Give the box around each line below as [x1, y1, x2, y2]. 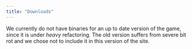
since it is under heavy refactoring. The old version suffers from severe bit [6, 31, 187, 38]
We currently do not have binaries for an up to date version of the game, [6, 25, 181, 32]
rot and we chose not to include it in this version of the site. [6, 37, 150, 44]
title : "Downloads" [6, 8, 54, 15]
